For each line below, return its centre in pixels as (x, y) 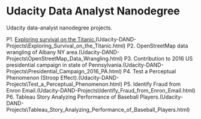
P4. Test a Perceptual (149, 71)
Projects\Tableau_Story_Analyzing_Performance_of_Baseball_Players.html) (98, 109)
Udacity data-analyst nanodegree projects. (59, 28)
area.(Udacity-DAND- (93, 52)
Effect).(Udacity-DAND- (90, 78)
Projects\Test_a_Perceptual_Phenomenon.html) (64, 84)
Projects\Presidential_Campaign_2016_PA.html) (64, 71)
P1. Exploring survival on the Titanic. (51, 39)
